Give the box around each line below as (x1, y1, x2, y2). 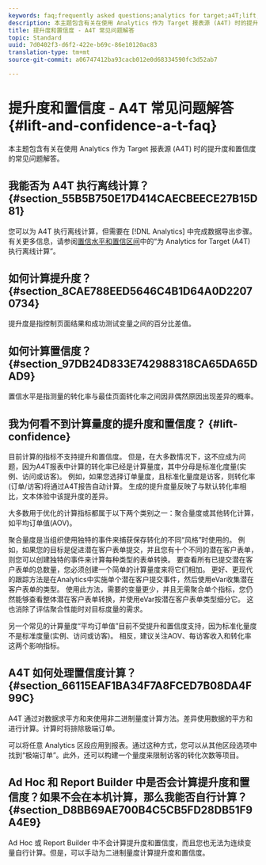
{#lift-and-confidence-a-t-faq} (8, 116, 218, 135)
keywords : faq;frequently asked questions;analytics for (8, 11, 200, 20)
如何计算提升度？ (8, 272, 92, 285)
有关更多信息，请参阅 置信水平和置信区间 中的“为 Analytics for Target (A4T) (8, 236, 251, 246)
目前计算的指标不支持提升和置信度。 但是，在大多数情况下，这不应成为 (8, 452, 239, 462)
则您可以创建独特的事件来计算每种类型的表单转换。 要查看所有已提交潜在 (8, 555, 246, 565)
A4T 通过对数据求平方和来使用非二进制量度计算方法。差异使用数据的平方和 (8, 714, 253, 723)
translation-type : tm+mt (8, 48, 90, 56)
